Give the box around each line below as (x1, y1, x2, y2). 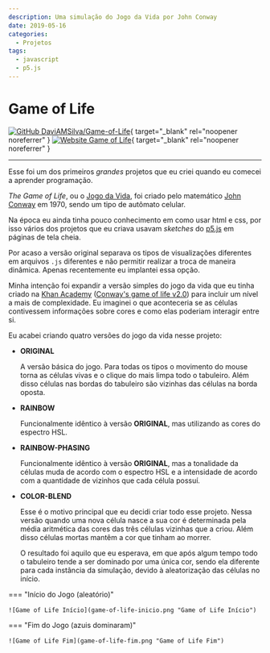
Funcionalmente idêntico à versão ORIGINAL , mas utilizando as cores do (19, 418, 261, 428)
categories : (8, 30, 48, 38)
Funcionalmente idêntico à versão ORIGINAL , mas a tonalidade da (19, 458, 239, 468)
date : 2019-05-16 (8, 21, 67, 30)
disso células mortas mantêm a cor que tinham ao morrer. (19, 532, 211, 542)
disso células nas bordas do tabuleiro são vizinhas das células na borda (19, 379, 258, 389)
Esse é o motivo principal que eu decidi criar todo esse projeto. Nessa (19, 506, 252, 516)
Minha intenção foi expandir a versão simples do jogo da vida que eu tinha (8, 281, 255, 290)
